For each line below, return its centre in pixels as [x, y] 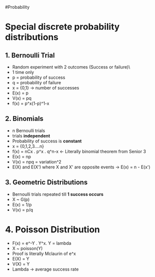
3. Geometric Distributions [46, 182]
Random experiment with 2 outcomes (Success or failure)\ [71, 67]
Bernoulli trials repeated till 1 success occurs [58, 194]
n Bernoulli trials [28, 130]
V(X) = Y [21, 264]
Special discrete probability [63, 27]
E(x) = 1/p [22, 205]
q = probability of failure [37, 82]
